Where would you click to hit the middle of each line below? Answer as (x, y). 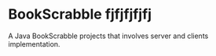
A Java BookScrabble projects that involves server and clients (108, 36)
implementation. (34, 44)
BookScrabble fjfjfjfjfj (80, 14)
